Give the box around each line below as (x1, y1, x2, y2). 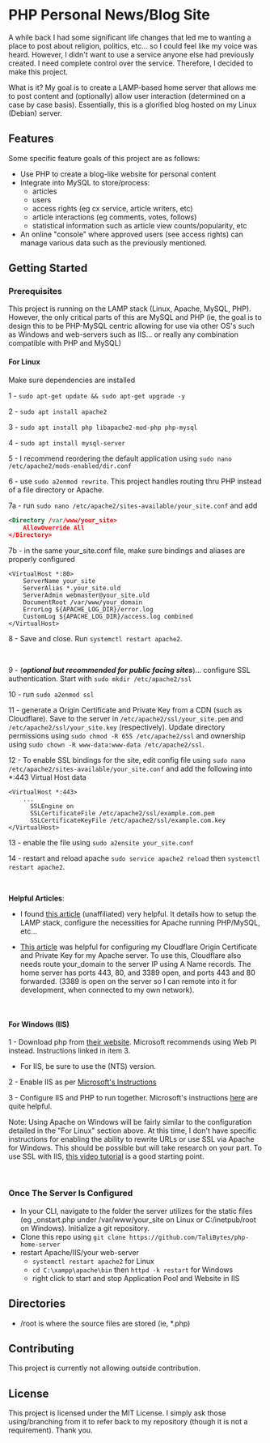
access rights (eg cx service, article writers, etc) (32, 203, 193, 213)
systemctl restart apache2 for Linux (32, 1256, 155, 1266)
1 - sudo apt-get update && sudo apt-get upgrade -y (8, 390, 186, 400)
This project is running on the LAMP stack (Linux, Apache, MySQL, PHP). (8, 304, 252, 313)
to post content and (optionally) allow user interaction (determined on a (8, 91, 246, 100)
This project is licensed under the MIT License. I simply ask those (8, 1408, 226, 1418)
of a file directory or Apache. (8, 484, 104, 495)
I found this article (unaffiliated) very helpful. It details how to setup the (19, 909, 257, 919)
